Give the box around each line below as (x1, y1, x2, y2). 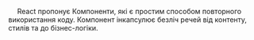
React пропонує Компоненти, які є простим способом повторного (17, 7, 242, 16)
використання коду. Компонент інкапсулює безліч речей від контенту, (8, 15, 248, 24)
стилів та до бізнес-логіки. (8, 24, 98, 32)
